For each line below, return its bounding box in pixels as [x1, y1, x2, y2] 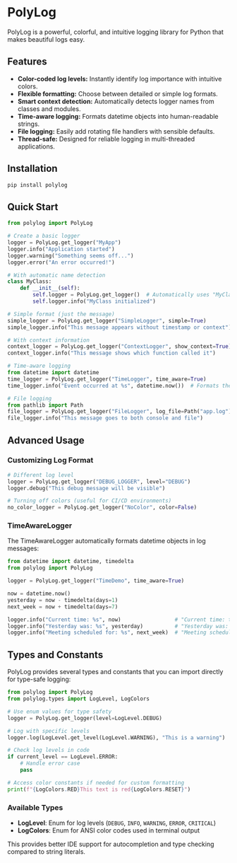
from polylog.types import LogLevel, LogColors [7, 695, 150, 702]
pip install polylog [7, 181, 68, 188]
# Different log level [7, 471, 74, 478]
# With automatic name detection [7, 272, 106, 279]
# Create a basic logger [7, 233, 80, 240]
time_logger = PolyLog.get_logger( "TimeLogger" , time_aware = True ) [7, 376, 207, 383]
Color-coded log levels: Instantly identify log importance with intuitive [17, 74, 222, 83]
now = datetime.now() [7, 590, 71, 598]
